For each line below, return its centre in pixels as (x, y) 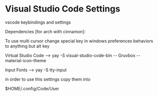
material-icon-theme (26, 60)
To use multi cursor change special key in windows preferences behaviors (79, 41)
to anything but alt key (27, 46)
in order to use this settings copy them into (48, 79)
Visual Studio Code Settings (63, 9)
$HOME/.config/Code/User (32, 88)
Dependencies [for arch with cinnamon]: (45, 31)
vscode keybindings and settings (38, 22)
